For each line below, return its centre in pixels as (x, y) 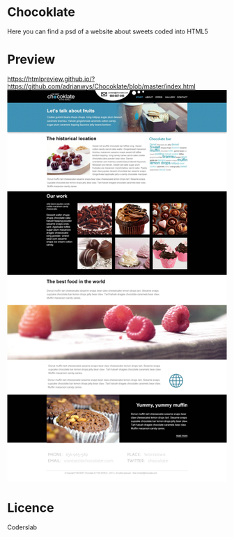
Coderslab (22, 527)
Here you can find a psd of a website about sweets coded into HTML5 (108, 31)
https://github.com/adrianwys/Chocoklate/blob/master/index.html (102, 86)
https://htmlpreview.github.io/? (51, 79)
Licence (31, 507)
